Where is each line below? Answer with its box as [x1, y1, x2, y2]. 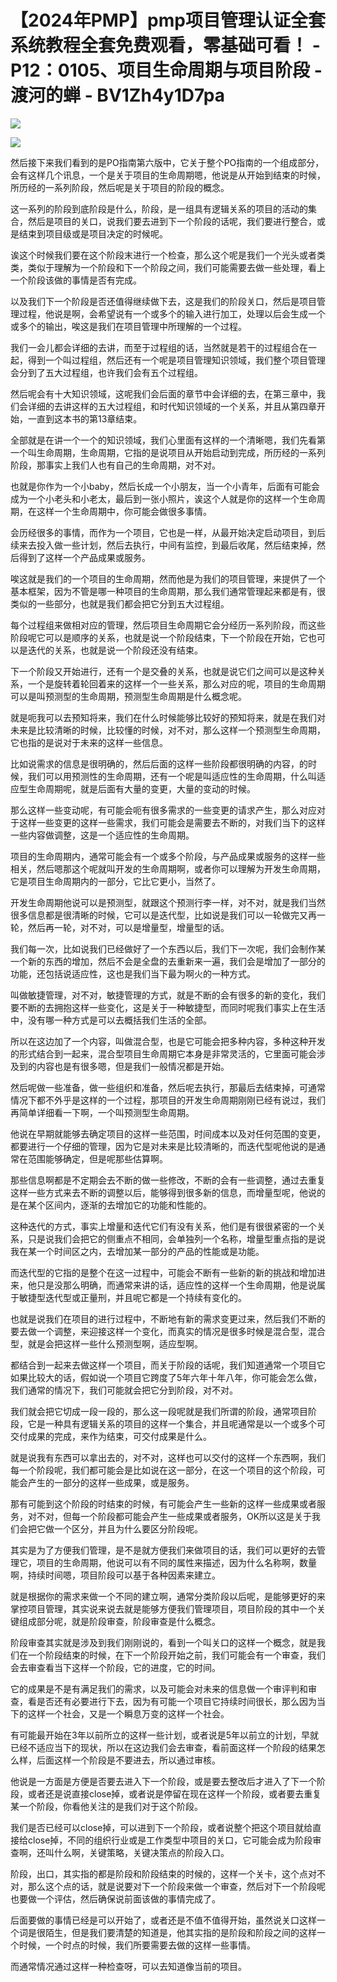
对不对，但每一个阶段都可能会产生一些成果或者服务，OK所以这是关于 [27, 1510, 313, 1522]
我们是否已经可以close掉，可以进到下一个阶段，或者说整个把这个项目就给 [10, 1821, 313, 1833]
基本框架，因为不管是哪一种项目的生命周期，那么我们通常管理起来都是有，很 [10, 585, 326, 597]
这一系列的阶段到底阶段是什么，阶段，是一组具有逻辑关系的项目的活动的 [10, 202, 308, 215]
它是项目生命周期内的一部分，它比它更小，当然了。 [10, 875, 221, 887]
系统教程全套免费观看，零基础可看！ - [10, 34, 321, 57]
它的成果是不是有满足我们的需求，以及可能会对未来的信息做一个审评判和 [10, 1682, 308, 1695]
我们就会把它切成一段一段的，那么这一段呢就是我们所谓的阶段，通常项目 [10, 1405, 308, 1417]
